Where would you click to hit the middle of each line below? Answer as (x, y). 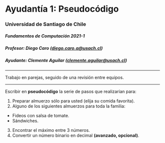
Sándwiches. (25, 121)
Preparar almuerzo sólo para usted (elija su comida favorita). (73, 101)
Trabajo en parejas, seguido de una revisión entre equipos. (65, 77)
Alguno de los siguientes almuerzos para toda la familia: (69, 106)
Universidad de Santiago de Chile (46, 24)
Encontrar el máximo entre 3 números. (51, 130)
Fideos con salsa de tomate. (41, 115)
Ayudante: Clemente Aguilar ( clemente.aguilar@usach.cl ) (66, 61)
